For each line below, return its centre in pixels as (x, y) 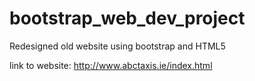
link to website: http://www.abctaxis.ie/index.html (111, 65)
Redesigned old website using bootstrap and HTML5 (117, 46)
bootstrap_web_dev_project (127, 18)
